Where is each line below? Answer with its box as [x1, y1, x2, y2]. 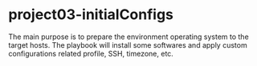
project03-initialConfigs [8, 6, 174, 24]
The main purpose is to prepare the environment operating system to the [8, 32, 249, 41]
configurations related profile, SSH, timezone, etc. [8, 49, 174, 58]
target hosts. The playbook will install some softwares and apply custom [8, 40, 247, 49]
